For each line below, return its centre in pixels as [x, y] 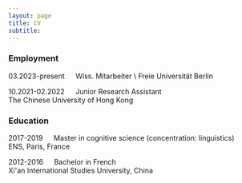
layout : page [30, 16]
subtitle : [25, 30]
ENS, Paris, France [39, 146]
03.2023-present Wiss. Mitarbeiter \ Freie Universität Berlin [111, 76]
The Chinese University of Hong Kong [71, 100]
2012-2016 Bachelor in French [62, 161]
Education [29, 121]
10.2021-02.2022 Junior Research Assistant [85, 91]
